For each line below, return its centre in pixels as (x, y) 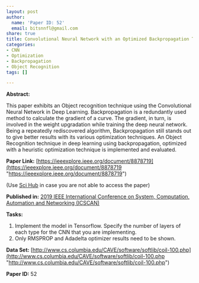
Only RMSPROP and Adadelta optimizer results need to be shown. (95, 239)
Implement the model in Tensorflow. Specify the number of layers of (98, 226)
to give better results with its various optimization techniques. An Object (94, 137)
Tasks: (15, 214)
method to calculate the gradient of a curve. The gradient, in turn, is (89, 118)
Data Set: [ (20, 250)
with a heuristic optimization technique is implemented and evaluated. (91, 150)
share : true (21, 34)
